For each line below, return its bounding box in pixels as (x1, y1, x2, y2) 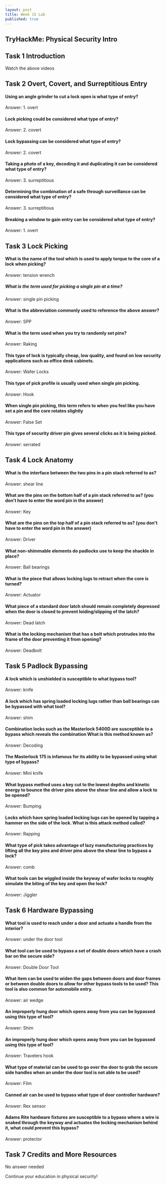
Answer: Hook (5, 391, 34, 397)
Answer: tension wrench (5, 272, 55, 278)
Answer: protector (5, 1136, 42, 1142)
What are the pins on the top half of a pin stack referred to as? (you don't (5, 520, 158, 526)
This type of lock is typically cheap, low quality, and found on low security (5, 352, 161, 358)
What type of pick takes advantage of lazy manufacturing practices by (5, 842, 154, 848)
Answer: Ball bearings (5, 564, 50, 570)
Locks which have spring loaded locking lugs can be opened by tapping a (5, 815, 160, 821)
